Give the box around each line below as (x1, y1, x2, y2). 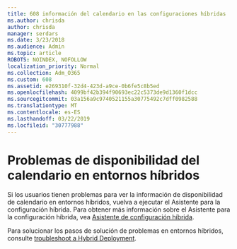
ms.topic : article (7, 50, 62, 57)
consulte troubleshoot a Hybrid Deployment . (7, 234, 137, 243)
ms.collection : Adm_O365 (7, 69, 81, 76)
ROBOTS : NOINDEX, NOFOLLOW (7, 56, 87, 63)
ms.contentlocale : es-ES (7, 109, 81, 116)
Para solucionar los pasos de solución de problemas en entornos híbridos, (7, 226, 224, 235)
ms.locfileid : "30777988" (7, 121, 83, 129)
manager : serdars (7, 30, 59, 37)
